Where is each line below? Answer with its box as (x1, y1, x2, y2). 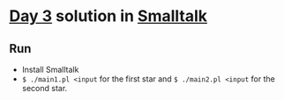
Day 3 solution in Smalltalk (9, 6, 208, 26)
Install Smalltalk (21, 64, 79, 75)
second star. (21, 83, 68, 93)
